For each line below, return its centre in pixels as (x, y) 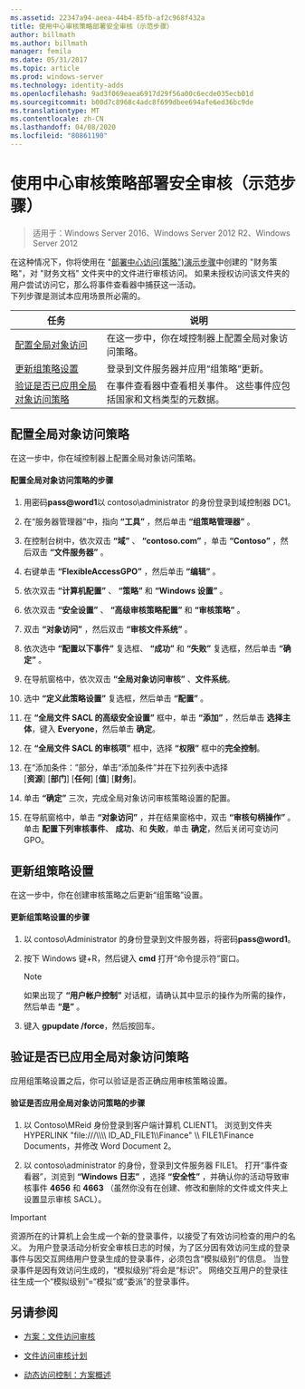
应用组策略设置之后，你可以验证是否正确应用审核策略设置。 (121, 1081)
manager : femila (41, 52)
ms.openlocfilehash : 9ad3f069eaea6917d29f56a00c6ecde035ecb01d (132, 93)
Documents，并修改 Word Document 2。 (100, 1146)
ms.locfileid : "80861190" (59, 136)
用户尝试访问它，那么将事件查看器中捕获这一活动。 (105, 284)
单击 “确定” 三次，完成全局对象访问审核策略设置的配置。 (129, 798)
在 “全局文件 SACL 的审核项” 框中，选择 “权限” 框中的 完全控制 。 (144, 748)
